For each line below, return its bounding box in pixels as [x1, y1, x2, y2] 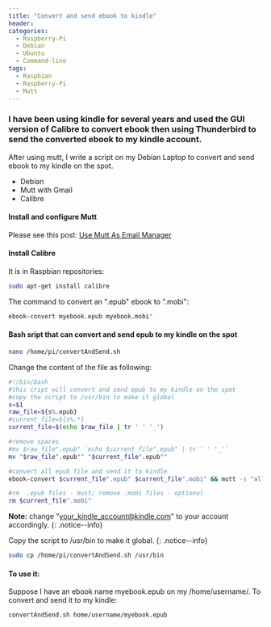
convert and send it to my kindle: [8, 595, 118, 605]
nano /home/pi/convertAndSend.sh [8, 348, 121, 356]
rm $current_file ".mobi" [8, 497, 92, 505]
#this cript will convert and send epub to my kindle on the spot [8, 385, 236, 393]
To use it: [8, 569, 40, 579]
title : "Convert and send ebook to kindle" [8, 11, 157, 20]
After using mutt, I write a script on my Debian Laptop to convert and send [8, 152, 255, 162]
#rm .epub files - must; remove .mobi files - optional [8, 490, 204, 498]
